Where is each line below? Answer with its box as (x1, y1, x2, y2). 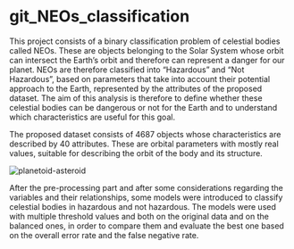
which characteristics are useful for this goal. (9, 112, 176, 122)
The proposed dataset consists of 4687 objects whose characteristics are (9, 129, 281, 139)
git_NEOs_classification (9, 6, 190, 27)
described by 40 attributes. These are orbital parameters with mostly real (9, 138, 279, 149)
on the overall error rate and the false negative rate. (9, 229, 199, 240)
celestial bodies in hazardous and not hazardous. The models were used (9, 201, 277, 212)
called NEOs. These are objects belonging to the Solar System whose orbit (9, 45, 284, 55)
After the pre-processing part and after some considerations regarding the (9, 182, 283, 193)
